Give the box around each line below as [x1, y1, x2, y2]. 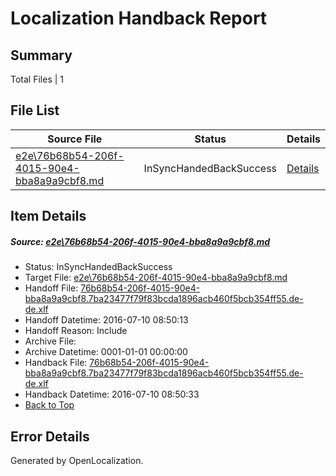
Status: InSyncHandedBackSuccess [24, 261, 173, 273]
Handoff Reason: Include [24, 325, 128, 337]
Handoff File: [24, 282, 79, 294]
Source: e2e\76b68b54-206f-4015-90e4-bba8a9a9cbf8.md [10, 235, 271, 247]
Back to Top [24, 399, 75, 411]
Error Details [10, 428, 90, 445]
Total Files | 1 [10, 73, 64, 85]
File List [10, 102, 60, 119]
